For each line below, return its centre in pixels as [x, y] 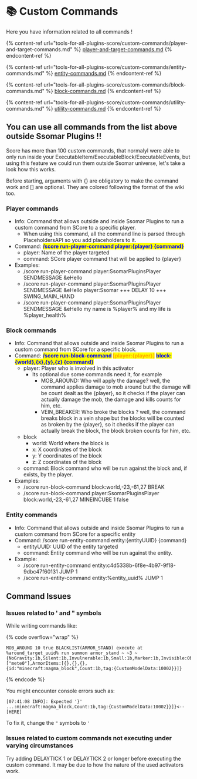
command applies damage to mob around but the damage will [116, 387]
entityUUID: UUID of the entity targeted [71, 546]
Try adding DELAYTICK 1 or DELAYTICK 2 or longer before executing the [94, 758]
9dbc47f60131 [41, 571]
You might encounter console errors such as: [61, 691]
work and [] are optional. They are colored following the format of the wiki [95, 187]
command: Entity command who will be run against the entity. [98, 553]
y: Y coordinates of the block [67, 456]
